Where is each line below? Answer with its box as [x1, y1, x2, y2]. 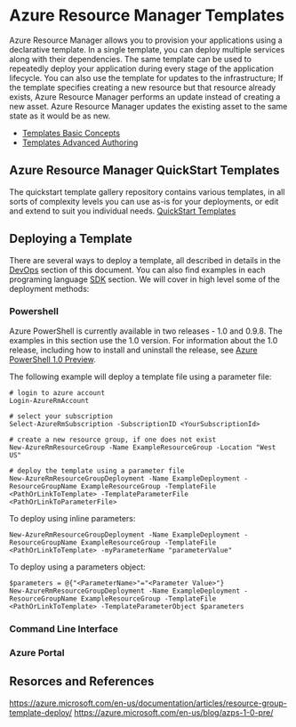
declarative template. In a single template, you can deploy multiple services [9, 44, 285, 54]
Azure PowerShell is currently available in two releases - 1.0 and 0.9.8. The [9, 326, 283, 336]
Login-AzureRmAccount [9, 396, 90, 405]
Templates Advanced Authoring [21, 137, 139, 148]
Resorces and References [9, 674, 155, 690]
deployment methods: [9, 283, 90, 294]
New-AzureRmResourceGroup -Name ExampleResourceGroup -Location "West [9, 442, 276, 452]
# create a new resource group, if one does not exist [9, 435, 217, 444]
